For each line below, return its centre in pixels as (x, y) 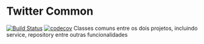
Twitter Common (50, 11)
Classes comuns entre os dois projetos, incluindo (135, 28)
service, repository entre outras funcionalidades (67, 34)
